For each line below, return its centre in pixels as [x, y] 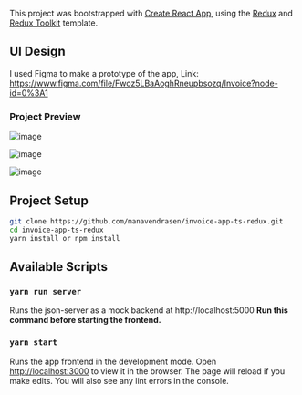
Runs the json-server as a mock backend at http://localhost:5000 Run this [149, 310]
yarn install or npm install [65, 238]
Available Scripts [58, 267]
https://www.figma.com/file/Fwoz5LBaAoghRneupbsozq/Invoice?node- [144, 83]
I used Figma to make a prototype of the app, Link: [104, 73]
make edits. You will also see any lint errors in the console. [120, 380]
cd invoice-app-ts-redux [57, 230]
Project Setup [49, 200]
